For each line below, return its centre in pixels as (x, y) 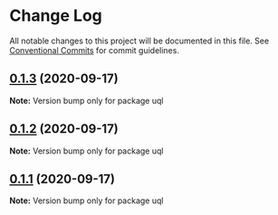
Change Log (56, 16)
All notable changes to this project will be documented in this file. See (139, 41)
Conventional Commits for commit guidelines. (94, 50)
